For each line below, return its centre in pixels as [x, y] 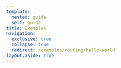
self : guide [26, 22]
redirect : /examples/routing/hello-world [63, 50]
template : [18, 12]
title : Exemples [26, 28]
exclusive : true [31, 39]
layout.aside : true [30, 56]
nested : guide [29, 17]
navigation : [21, 34]
